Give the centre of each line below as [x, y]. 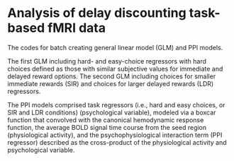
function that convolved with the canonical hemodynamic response [106, 120]
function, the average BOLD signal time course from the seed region [107, 127]
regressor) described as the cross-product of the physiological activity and [117, 142]
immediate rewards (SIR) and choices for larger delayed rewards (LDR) [111, 83]
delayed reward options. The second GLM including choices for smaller [112, 76]
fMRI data [77, 28]
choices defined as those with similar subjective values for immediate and [115, 68]
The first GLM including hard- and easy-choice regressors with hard [107, 61]
